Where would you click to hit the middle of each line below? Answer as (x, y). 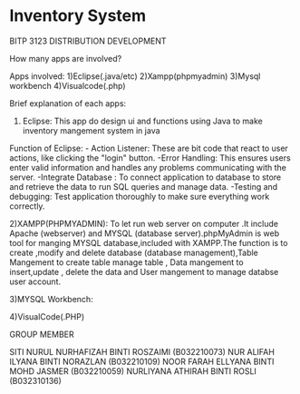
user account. (35, 281)
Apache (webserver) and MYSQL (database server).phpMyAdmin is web (145, 233)
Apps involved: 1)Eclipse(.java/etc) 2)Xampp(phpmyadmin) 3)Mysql (135, 76)
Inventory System (78, 16)
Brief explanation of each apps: (68, 103)
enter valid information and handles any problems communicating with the (148, 167)
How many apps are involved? (66, 58)
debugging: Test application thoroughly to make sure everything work (140, 196)
